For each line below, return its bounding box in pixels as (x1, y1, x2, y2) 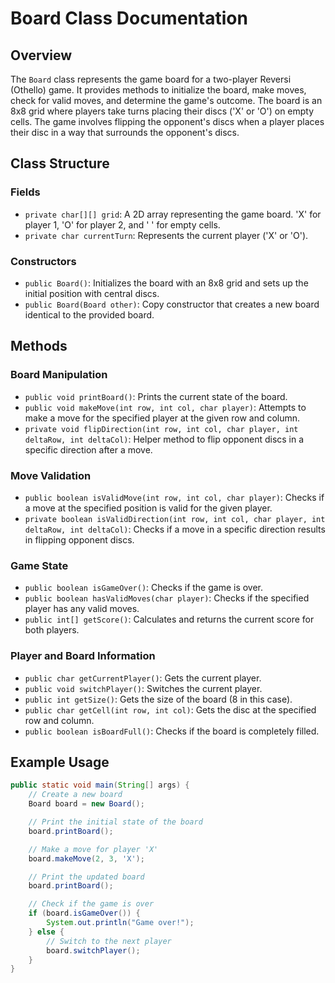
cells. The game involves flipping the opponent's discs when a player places (10, 116, 325, 127)
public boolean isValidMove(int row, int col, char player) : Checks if (24, 491, 325, 503)
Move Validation (10, 468, 92, 482)
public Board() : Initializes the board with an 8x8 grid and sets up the (24, 277, 309, 289)
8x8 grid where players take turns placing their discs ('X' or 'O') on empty (10, 105, 315, 117)
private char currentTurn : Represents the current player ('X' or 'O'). (24, 229, 309, 241)
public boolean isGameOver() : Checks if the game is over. (24, 582, 264, 594)
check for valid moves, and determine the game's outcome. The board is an (10, 95, 323, 106)
